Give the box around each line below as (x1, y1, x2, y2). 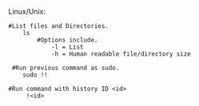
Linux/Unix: (8, 7, 46, 16)
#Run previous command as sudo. (11, 64, 120, 72)
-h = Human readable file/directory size (50, 50, 192, 58)
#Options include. (37, 36, 98, 44)
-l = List (50, 43, 84, 51)
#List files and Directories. (8, 22, 109, 30)
